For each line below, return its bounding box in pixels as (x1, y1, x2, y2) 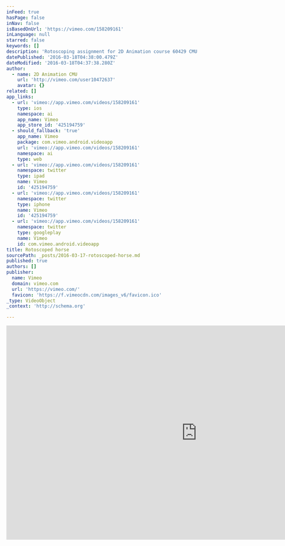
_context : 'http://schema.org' (6, 303, 86, 309)
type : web (17, 156, 43, 162)
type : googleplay (17, 229, 62, 236)
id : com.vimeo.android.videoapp (17, 241, 99, 247)
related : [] (6, 88, 37, 94)
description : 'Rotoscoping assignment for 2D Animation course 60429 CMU (6, 49, 198, 55)
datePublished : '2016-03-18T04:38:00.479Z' (6, 54, 119, 60)
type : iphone (17, 201, 51, 208)
